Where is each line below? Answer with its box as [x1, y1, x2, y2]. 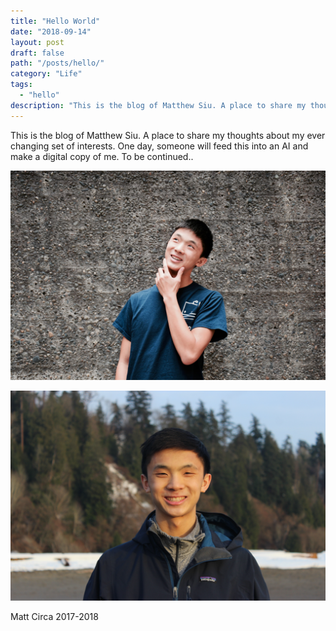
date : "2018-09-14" [10, 26, 92, 37]
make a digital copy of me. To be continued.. [10, 150, 194, 162]
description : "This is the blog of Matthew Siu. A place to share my [10, 100, 307, 110]
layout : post [10, 37, 65, 47]
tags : [10, 80, 33, 90]
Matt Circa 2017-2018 [10, 610, 99, 622]
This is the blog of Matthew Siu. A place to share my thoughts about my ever [10, 129, 326, 141]
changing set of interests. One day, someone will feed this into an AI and [10, 140, 309, 152]
